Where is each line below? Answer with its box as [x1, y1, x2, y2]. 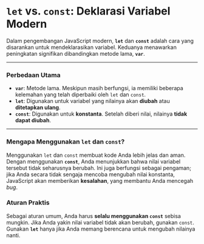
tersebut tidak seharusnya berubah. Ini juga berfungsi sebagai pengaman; [6, 164, 191, 171]
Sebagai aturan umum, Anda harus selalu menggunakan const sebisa [6, 212, 181, 219]
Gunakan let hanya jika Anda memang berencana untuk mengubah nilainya [6, 225, 195, 232]
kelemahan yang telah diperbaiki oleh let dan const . [15, 91, 146, 98]
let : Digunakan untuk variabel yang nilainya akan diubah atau [15, 97, 170, 105]
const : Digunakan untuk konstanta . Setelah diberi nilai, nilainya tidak [15, 110, 188, 117]
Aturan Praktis [6, 199, 50, 207]
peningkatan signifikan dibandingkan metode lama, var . [6, 50, 146, 57]
